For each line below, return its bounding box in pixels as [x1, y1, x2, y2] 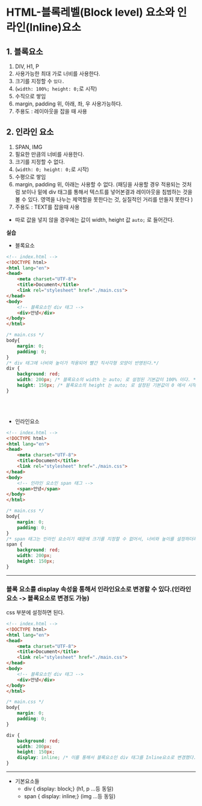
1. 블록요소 [6, 46, 43, 57]
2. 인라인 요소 [6, 127, 54, 137]
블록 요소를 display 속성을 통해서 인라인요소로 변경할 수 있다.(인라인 [6, 585, 191, 593]
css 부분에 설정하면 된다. [6, 609, 65, 616]
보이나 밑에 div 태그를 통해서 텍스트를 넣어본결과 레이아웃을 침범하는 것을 [21, 188, 193, 195]
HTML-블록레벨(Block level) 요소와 [6, 5, 175, 19]
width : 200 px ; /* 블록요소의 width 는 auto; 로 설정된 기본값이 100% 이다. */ [17, 377, 199, 383]
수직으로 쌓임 [14, 93, 46, 99]
